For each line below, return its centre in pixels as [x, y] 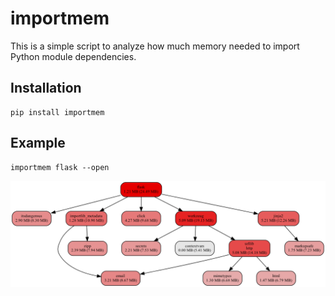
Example [38, 143]
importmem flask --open [60, 167]
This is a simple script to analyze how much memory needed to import [155, 46]
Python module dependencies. [73, 56]
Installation [46, 88]
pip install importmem [57, 112]
